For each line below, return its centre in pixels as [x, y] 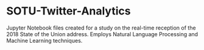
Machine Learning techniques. [44, 40]
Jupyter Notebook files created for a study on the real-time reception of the [101, 28]
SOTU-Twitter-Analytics [69, 11]
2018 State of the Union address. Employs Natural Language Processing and [102, 34]
